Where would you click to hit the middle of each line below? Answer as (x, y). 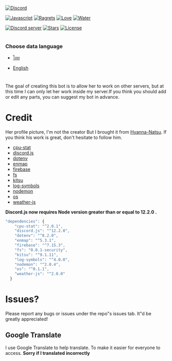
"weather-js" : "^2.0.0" (40, 274)
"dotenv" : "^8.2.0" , (36, 236)
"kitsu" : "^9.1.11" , (36, 255)
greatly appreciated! (27, 319)
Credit (19, 118)
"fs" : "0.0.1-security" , (41, 250)
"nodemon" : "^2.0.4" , (37, 264)
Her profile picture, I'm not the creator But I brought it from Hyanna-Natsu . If (86, 132)
